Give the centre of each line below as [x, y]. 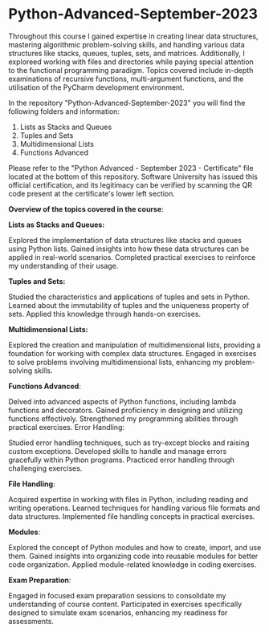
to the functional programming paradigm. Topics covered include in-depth [131, 70]
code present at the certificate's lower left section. [92, 193]
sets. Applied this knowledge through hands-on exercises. [105, 314]
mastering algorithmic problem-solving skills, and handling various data [126, 44]
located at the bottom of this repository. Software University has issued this [133, 176]
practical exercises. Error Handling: [66, 427]
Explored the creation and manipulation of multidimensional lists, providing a [134, 345]
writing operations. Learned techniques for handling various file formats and [134, 508]
